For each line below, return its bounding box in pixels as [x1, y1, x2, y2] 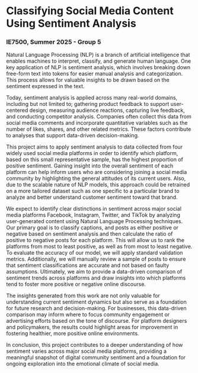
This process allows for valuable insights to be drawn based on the [6, 76, 170, 83]
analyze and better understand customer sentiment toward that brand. [6, 194, 178, 201]
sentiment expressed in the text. [6, 83, 85, 90]
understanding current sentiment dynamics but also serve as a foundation [6, 298, 187, 306]
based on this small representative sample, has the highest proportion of [6, 156, 184, 163]
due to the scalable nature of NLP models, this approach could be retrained [6, 181, 190, 188]
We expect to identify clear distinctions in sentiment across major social [6, 205, 182, 213]
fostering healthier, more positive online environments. [6, 330, 139, 337]
